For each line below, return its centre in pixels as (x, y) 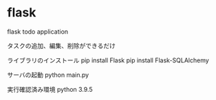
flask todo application (38, 32)
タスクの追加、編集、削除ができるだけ (61, 45)
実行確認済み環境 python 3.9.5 (50, 89)
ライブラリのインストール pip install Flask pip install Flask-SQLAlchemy (108, 60)
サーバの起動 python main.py (48, 75)
